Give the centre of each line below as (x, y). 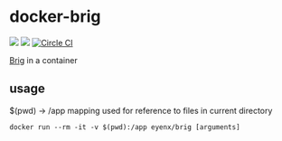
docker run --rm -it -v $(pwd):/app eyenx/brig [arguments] (125, 127)
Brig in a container (44, 60)
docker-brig (55, 17)
